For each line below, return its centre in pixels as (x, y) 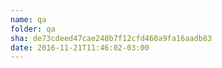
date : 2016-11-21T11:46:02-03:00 (80, 47)
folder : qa (33, 29)
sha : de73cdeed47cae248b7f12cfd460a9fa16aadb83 (111, 38)
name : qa (28, 19)
